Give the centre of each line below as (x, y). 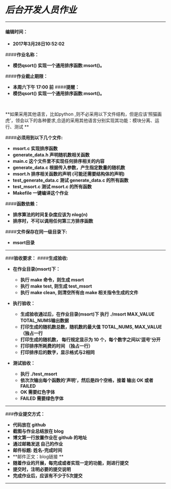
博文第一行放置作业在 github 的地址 (50, 438)
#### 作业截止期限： (27, 76)
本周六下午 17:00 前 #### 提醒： (46, 87)
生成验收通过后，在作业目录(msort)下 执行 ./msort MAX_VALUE (87, 314)
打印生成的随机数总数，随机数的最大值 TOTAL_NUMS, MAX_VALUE (91, 327)
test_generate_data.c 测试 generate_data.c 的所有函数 (70, 180)
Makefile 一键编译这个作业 (40, 193)
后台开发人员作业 (41, 10)
